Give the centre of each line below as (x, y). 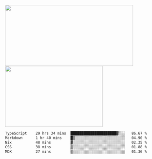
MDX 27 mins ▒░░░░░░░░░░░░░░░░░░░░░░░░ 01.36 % (76, 151)
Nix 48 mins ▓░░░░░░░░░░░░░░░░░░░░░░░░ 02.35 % (76, 142)
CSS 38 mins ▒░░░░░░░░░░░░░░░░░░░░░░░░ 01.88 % (76, 147)
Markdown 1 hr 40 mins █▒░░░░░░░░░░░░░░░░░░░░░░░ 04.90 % (76, 138)
